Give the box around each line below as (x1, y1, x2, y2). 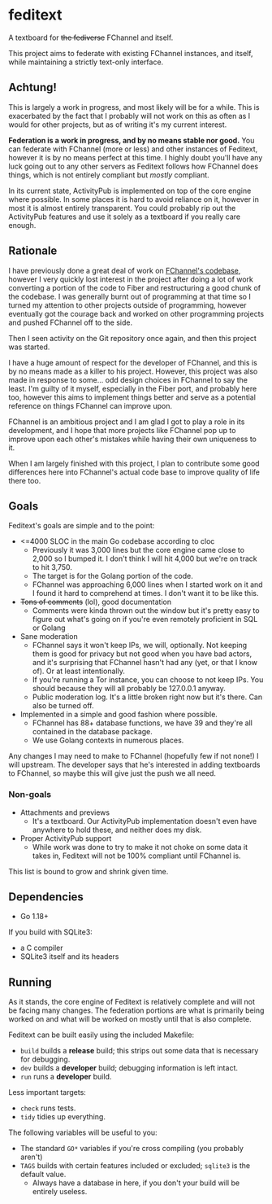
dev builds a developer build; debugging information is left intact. (19, 1063, 238, 1073)
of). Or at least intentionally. (32, 666, 126, 676)
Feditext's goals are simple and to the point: (8, 521, 155, 531)
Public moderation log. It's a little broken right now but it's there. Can (32, 692, 262, 702)
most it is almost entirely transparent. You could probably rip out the (8, 203, 236, 212)
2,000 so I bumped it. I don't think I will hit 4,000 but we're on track (32, 554, 257, 563)
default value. (19, 1170, 67, 1180)
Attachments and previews (19, 808, 110, 817)
